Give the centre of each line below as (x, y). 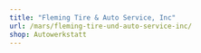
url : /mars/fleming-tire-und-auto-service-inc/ (101, 26)
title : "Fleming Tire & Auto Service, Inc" (93, 18)
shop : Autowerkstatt (48, 34)
